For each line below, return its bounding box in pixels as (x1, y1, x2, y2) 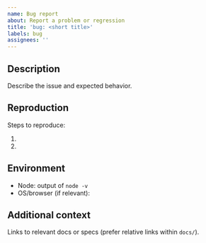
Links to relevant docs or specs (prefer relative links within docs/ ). (7, 227, 200, 237)
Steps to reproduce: (7, 121, 66, 129)
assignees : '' (7, 37, 50, 44)
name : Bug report (7, 10, 59, 18)
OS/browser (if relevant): (17, 189, 91, 197)
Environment (7, 162, 66, 174)
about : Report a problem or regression (7, 17, 125, 24)
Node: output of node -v (17, 181, 88, 189)
